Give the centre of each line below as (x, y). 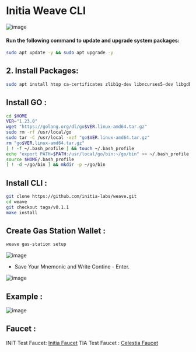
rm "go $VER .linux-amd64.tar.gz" (45, 143)
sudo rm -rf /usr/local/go (39, 133)
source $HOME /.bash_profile (40, 159)
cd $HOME (17, 116)
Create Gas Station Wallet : (56, 231)
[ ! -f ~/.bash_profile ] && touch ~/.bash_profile (70, 148)
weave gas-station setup (36, 244)
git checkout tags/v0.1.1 (37, 207)
